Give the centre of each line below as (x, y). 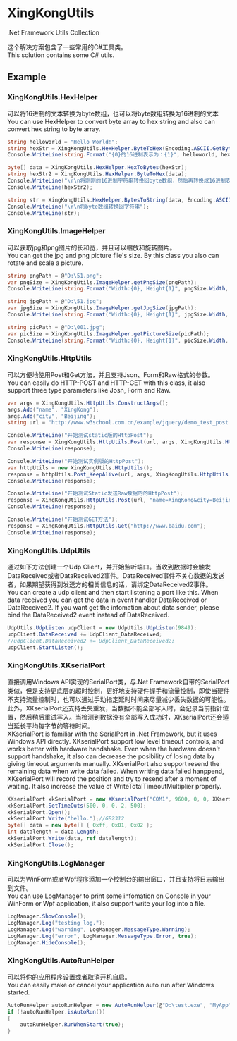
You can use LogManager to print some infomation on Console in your (109, 896)
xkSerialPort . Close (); (41, 845)
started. (19, 992)
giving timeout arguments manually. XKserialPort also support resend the (114, 763)
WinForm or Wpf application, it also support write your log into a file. (107, 904)
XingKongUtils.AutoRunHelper (61, 961)
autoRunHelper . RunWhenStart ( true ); (72, 1025)
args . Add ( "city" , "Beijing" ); (52, 416)
